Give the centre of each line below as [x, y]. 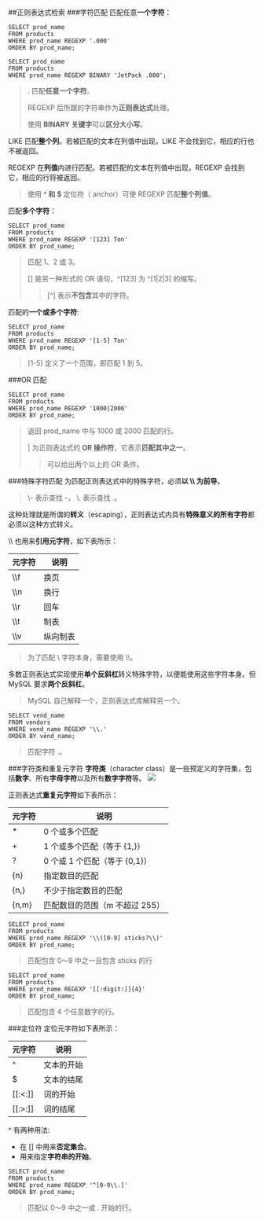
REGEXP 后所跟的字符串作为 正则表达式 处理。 [101, 108]
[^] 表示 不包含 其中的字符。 [90, 295]
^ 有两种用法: [29, 1130]
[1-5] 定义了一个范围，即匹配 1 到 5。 [87, 363]
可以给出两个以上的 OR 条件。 [95, 464]
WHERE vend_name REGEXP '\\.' [58, 729]
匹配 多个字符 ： [32, 211]
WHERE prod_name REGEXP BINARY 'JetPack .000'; [88, 75]
